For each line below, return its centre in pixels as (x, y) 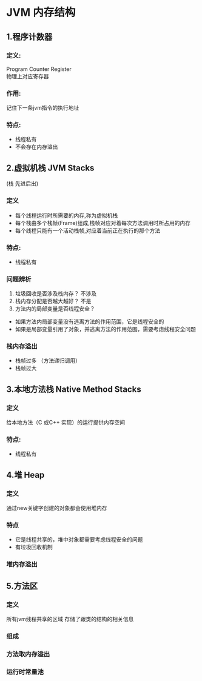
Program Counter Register (39, 69)
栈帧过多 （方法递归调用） (48, 361)
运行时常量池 (25, 672)
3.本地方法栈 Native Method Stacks (74, 389)
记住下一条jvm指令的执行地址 (43, 108)
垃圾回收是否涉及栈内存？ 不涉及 (56, 294)
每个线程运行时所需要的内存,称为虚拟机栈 (66, 215)
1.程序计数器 (29, 37)
